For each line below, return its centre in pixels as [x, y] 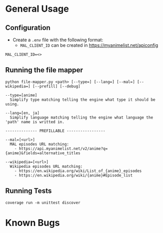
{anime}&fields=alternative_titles [43, 153]
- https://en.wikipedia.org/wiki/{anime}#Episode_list [74, 175]
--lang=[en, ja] [22, 113]
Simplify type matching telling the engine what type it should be [83, 100]
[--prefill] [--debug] [56, 86]
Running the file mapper [44, 70]
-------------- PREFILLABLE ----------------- [55, 131]
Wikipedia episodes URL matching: [46, 166]
